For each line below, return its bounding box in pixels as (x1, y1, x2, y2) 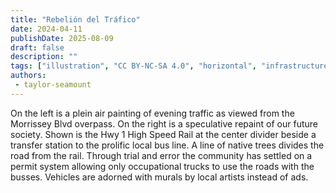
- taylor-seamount (14, 80, 92, 90)
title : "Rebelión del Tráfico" (10, 14, 141, 25)
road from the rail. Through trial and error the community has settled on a (10, 149, 313, 161)
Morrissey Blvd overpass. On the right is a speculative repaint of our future (10, 117, 318, 130)
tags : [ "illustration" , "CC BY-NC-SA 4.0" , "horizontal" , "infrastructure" (10, 61, 333, 71)
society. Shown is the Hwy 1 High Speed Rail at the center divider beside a (10, 128, 317, 140)
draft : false (10, 42, 65, 53)
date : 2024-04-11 (10, 24, 83, 34)
